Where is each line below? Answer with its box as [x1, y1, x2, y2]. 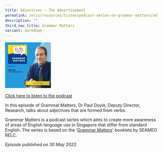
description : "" [5, 18, 38, 23]
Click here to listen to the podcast [5, 93, 73, 99]
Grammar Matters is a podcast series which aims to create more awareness [5, 117, 156, 123]
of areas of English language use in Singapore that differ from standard [5, 122, 147, 128]
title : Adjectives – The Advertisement [5, 8, 86, 13]
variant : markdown [5, 28, 42, 33]
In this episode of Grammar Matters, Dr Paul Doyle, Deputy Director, [5, 102, 141, 108]
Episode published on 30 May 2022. [5, 142, 78, 148]
